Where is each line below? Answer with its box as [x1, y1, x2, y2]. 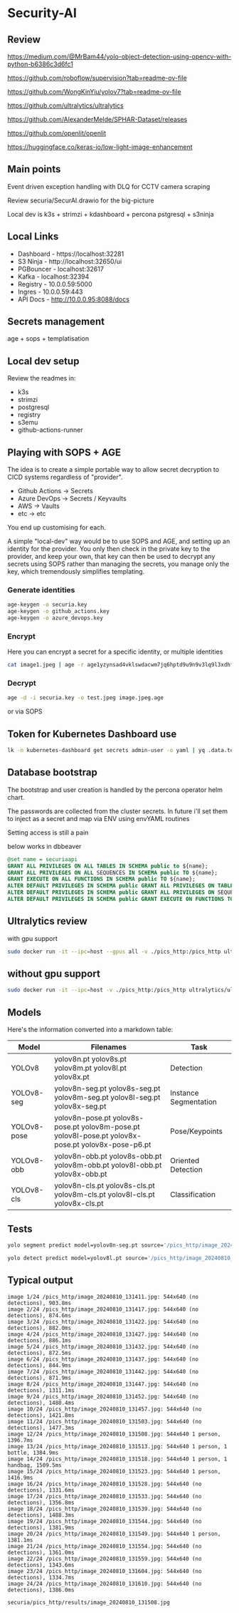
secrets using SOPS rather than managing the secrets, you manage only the [7, 560, 230, 568]
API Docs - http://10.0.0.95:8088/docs [17, 294, 130, 304]
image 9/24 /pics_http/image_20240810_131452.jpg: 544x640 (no [7, 1393, 199, 1400]
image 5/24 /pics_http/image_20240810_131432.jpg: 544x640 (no [7, 1343, 199, 1350]
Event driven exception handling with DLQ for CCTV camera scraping [7, 182, 211, 190]
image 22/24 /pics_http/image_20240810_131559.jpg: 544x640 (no [7, 1555, 202, 1562]
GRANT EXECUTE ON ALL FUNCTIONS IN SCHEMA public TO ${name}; [7, 875, 196, 883]
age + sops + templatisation [7, 334, 90, 343]
